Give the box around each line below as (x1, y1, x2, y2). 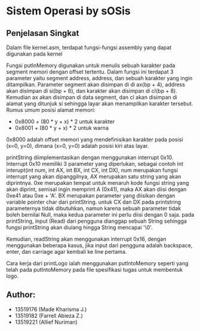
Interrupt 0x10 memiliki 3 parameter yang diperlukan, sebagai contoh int (6, 160, 184, 167)
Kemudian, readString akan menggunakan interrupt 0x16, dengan (6, 235, 167, 242)
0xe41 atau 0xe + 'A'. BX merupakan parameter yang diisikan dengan (6, 192, 176, 199)
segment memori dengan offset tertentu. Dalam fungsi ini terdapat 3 (6, 68, 174, 75)
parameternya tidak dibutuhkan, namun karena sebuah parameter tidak (6, 205, 181, 212)
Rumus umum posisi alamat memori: (6, 107, 96, 113)
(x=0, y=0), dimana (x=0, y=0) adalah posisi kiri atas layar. (6, 142, 149, 149)
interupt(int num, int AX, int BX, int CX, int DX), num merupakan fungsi (6, 166, 178, 174)
